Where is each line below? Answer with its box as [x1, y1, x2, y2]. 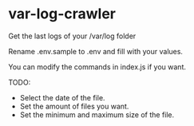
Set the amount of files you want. [19, 101, 129, 111]
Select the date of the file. [19, 93, 105, 102]
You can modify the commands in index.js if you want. [8, 61, 186, 72]
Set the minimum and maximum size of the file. [19, 109, 175, 120]
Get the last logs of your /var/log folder [8, 31, 137, 41]
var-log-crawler [8, 5, 117, 23]
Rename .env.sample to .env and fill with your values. [8, 46, 184, 56]
